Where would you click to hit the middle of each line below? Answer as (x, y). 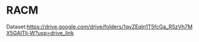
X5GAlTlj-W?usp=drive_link (40, 33)
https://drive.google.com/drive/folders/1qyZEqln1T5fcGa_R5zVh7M (110, 27)
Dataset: (17, 27)
